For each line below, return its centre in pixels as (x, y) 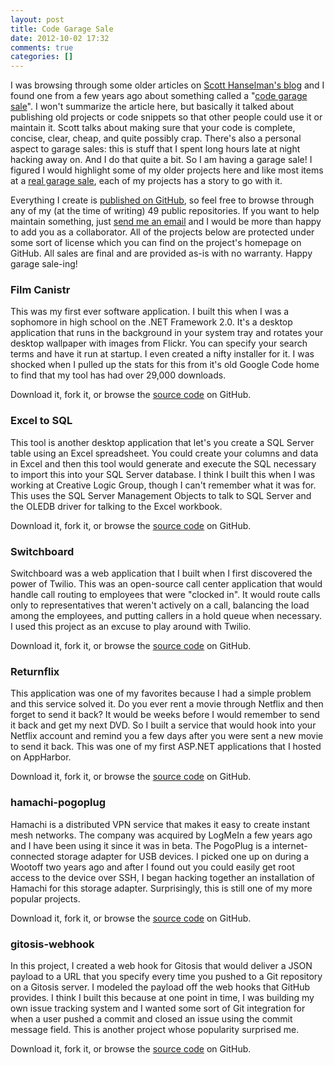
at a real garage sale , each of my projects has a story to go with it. (146, 181)
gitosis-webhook (52, 944)
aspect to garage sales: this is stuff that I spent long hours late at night (155, 149)
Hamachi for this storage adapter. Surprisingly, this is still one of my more (161, 888)
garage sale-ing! (44, 264)
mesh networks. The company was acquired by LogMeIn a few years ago (161, 835)
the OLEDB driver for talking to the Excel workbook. (116, 506)
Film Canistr (40, 290)
